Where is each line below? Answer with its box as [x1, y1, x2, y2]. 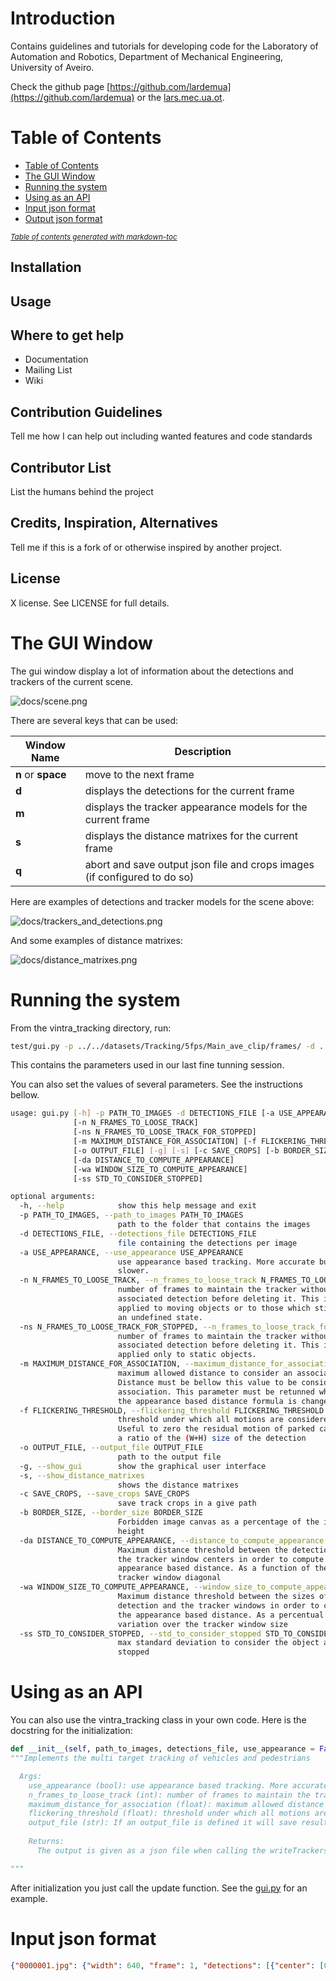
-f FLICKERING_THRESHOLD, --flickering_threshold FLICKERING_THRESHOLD [19, 1405, 325, 1416]
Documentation [24, 353, 89, 366]
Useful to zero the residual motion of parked [117, 1424, 315, 1434]
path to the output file [117, 1452, 222, 1462]
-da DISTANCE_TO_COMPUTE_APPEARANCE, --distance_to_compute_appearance [19, 1535, 325, 1546]
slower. [117, 1266, 150, 1276]
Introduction [10, 7, 116, 30]
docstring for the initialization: [10, 1725, 133, 1737]
